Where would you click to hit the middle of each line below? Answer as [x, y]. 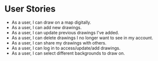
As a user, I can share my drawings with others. [59, 43]
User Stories [30, 9]
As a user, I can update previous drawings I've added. [65, 32]
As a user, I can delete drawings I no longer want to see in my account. [82, 38]
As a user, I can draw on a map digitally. [51, 22]
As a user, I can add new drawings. [47, 27]
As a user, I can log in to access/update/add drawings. [66, 48]
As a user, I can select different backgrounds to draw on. [68, 53]
